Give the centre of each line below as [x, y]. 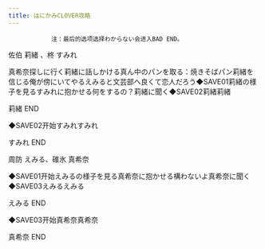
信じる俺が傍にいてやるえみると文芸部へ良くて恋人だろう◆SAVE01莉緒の [129, 81]
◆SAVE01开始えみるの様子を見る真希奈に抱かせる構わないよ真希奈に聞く [129, 176]
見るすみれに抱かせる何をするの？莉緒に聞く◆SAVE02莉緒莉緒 [127, 91]
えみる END [27, 203]
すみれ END [27, 142]
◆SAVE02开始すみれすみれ [53, 125]
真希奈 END [27, 236]
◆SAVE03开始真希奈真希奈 [53, 220]
